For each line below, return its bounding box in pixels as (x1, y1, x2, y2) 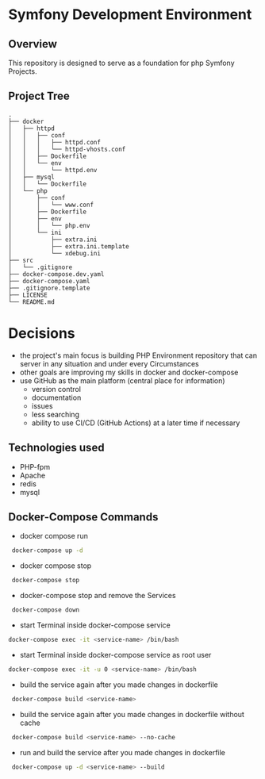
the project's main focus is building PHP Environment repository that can (19, 351, 258, 360)
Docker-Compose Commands (8, 510, 159, 524)
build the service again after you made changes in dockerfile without (19, 709, 244, 719)
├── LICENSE (8, 291, 48, 299)
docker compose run (19, 531, 89, 541)
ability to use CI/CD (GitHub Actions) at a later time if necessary (31, 418, 240, 428)
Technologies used (8, 441, 105, 455)
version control (31, 384, 82, 393)
